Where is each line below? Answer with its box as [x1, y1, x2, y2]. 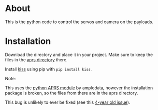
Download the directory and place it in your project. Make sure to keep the [5, 52, 153, 57]
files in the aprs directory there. [5, 56, 68, 63]
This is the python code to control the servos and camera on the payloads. [5, 19, 154, 25]
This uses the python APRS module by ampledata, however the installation [5, 85, 153, 91]
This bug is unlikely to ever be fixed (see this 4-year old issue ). [5, 99, 130, 105]
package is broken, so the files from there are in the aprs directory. [5, 90, 138, 96]
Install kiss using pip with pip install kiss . [5, 66, 92, 72]
